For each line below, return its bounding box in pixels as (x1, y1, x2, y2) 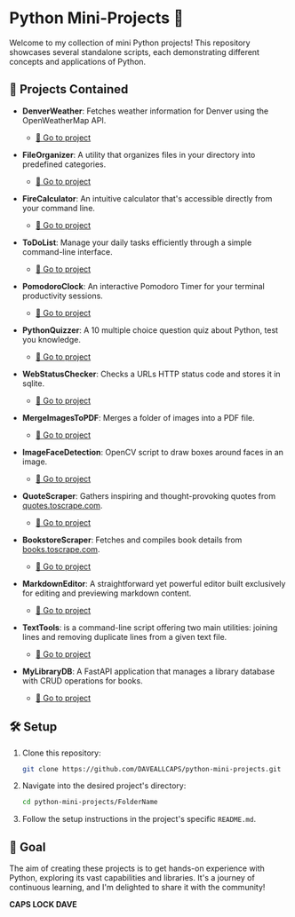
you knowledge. (21, 334, 82, 344)
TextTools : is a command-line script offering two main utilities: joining (21, 621, 278, 633)
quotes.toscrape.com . (21, 500, 103, 510)
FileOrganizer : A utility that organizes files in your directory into (21, 149, 256, 160)
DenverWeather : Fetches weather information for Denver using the (21, 106, 269, 116)
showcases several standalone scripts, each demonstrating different (9, 46, 260, 57)
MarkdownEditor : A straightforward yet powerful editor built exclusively (21, 578, 286, 589)
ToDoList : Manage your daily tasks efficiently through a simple (21, 237, 252, 248)
